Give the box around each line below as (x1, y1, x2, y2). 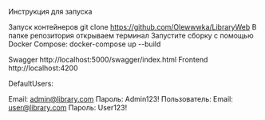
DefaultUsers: (8, 79, 54, 88)
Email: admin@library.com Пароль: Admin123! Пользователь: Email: (8, 94, 233, 103)
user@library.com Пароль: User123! (8, 103, 128, 112)
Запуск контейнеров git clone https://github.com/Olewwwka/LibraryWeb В (8, 22, 257, 31)
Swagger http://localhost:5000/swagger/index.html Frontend (8, 55, 208, 64)
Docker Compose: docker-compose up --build (8, 39, 161, 49)
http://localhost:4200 (8, 63, 78, 73)
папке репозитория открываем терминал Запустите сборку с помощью (8, 31, 254, 40)
